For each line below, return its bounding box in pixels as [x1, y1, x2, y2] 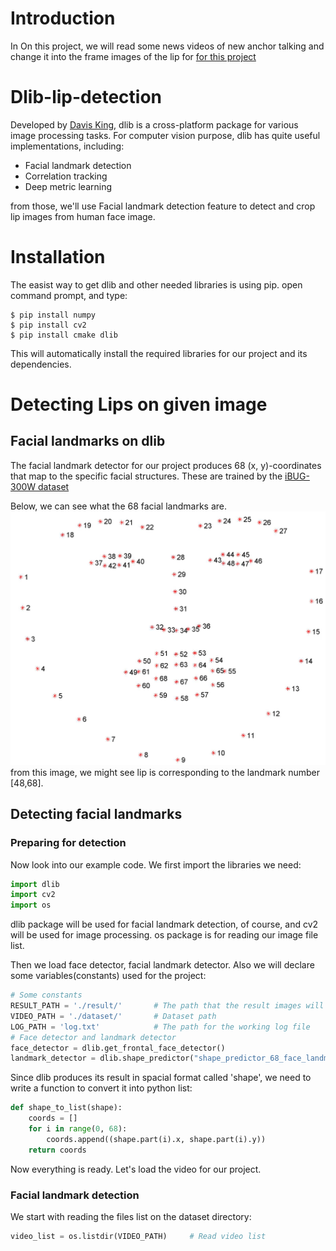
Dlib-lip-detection [10, 86, 162, 109]
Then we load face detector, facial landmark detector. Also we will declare [10, 959, 315, 971]
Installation [10, 246, 106, 269]
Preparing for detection [10, 836, 127, 850]
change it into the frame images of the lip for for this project [10, 50, 257, 62]
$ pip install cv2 [10, 320, 87, 330]
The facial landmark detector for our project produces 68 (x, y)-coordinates [10, 459, 322, 471]
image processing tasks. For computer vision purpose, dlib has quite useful [10, 129, 321, 141]
